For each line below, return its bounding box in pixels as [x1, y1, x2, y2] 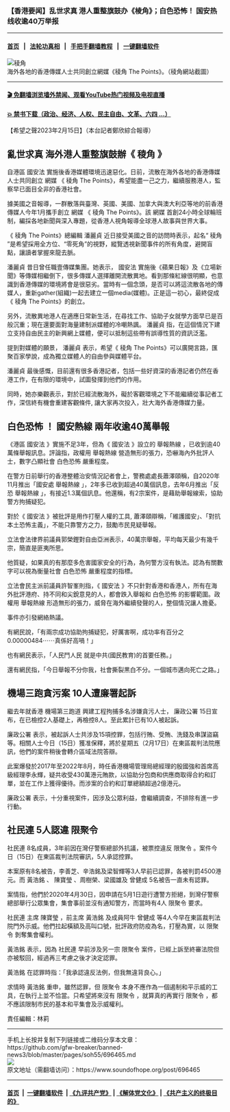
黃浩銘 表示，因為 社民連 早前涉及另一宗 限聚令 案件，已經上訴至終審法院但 [7, 945, 220, 953]
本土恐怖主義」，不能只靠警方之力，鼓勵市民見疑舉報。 [7, 520, 160, 529]
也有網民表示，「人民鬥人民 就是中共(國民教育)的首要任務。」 [7, 650, 176, 659]
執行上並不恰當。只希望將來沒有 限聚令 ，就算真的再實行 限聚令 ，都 [25, 991, 218, 999]
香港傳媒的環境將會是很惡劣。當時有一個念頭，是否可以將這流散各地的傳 [18, 280, 223, 289]
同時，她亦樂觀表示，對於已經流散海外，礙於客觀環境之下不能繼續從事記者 [7, 390, 217, 399]
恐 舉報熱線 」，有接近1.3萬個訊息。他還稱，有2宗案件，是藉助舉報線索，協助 [7, 488, 223, 497]
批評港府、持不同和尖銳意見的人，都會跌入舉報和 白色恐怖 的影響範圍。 [12, 590, 214, 598]
